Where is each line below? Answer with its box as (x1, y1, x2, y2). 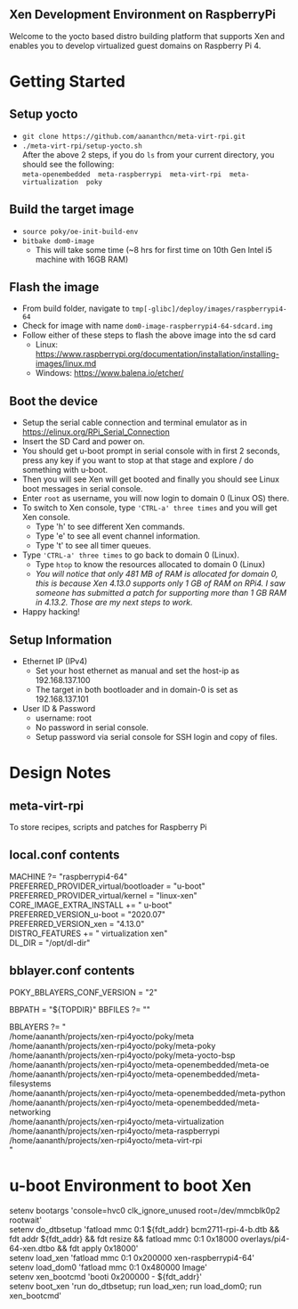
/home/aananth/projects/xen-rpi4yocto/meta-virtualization (9, 1116, 225, 1126)
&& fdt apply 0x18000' (56, 1242, 139, 1254)
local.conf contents (9, 848, 120, 863)
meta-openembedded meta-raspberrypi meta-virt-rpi (21, 169, 222, 179)
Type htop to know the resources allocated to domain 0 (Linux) (35, 559, 265, 570)
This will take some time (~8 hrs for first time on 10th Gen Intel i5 (35, 244, 273, 255)
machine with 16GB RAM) (35, 254, 129, 264)
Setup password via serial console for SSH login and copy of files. (35, 732, 278, 743)
